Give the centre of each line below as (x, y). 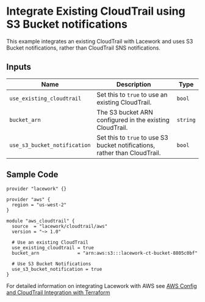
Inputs (19, 67)
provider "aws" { (28, 199)
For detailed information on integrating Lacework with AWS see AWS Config (102, 285)
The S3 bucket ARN (125, 112)
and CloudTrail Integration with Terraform (58, 292)
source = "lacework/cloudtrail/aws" (60, 226)
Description (134, 84)
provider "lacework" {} (37, 189)
